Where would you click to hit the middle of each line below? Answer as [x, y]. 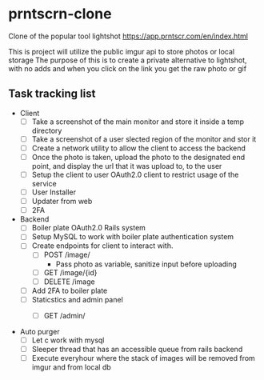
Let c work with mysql [68, 340]
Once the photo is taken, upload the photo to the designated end [138, 157]
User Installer [54, 192]
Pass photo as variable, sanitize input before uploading [146, 264]
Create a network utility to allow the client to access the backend [139, 148]
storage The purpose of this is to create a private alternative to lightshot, [128, 60]
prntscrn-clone [60, 14]
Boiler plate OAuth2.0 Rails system [89, 228]
